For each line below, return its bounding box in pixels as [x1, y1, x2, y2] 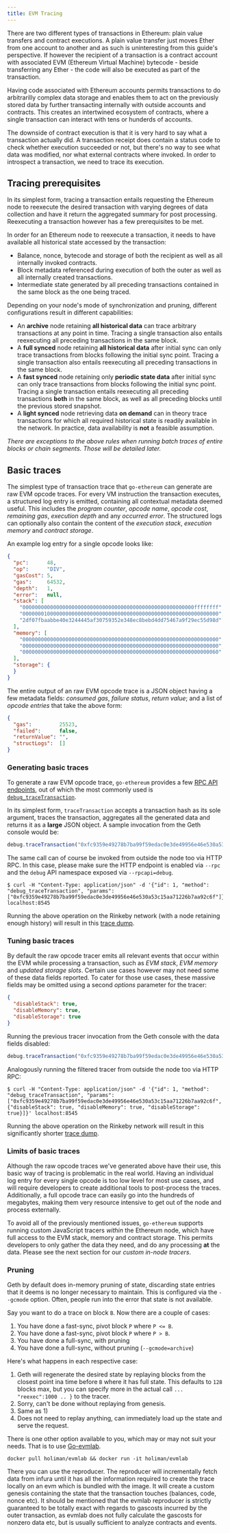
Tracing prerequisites [7, 178, 101, 189]
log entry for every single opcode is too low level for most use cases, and [7, 1177, 214, 1185]
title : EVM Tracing [7, 10, 63, 17]
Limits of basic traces [7, 1146, 80, 1155]
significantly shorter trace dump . [7, 1129, 99, 1137]
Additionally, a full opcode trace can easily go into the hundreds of [7, 1191, 195, 1199]
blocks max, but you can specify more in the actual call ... [16, 1385, 183, 1394]
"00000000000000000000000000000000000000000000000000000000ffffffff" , [19, 604, 225, 611]
